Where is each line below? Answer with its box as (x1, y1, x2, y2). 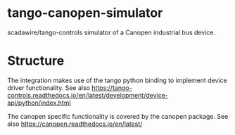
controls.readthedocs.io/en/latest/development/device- (7, 91, 169, 99)
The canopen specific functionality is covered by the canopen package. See (7, 112, 229, 120)
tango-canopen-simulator (7, 5, 163, 21)
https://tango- (91, 83, 132, 92)
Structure (7, 53, 65, 69)
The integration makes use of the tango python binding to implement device (7, 76, 227, 84)
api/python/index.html (7, 98, 72, 107)
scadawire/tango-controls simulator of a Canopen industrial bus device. (7, 28, 216, 37)
